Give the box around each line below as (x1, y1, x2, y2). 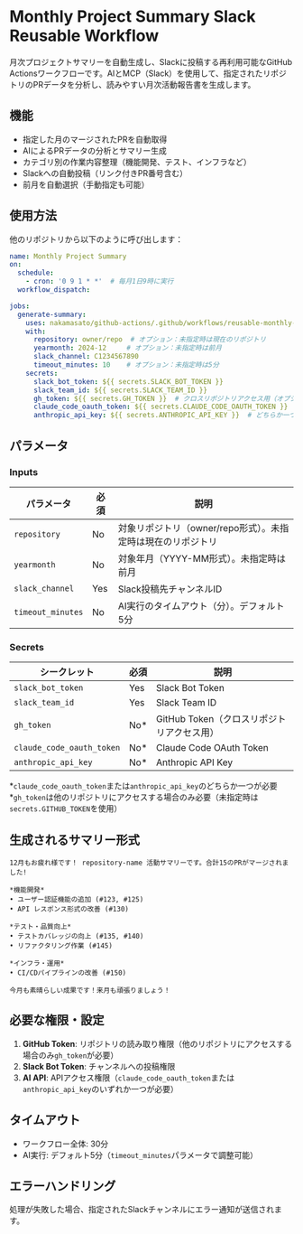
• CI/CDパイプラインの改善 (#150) (9, 968, 127, 977)
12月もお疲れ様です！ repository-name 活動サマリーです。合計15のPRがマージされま (9, 858, 289, 867)
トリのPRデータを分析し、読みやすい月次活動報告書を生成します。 (9, 79, 256, 89)
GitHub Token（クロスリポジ (156, 713, 278, 725)
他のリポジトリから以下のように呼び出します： (9, 233, 183, 245)
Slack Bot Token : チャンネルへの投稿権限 (22, 1061, 176, 1071)
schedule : (17, 268, 54, 277)
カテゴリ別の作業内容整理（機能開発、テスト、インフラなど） (22, 156, 252, 167)
